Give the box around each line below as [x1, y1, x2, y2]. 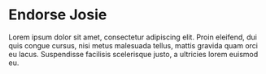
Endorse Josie [8, 6, 107, 24]
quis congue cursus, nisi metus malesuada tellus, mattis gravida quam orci [8, 40, 259, 50]
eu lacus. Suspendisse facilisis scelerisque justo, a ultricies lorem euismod [8, 49, 259, 59]
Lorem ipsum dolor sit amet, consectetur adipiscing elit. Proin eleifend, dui [8, 32, 258, 42]
